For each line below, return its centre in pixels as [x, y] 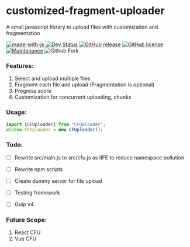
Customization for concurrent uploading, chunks [73, 97]
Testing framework [37, 192]
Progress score [33, 91]
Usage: [17, 112]
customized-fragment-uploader [85, 11]
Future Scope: [27, 220]
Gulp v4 [24, 204]
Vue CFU [25, 239]
